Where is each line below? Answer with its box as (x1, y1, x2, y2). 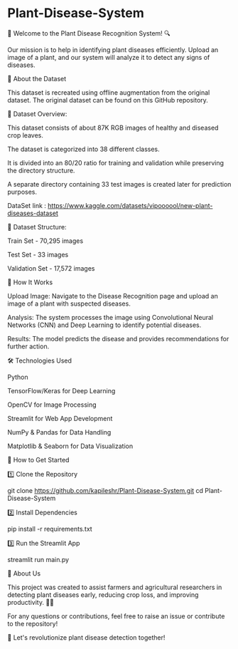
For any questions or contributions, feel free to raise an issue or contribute (7, 611, 225, 621)
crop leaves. (7, 130, 44, 140)
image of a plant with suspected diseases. (7, 299, 131, 308)
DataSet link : (7, 201, 46, 209)
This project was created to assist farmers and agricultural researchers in (7, 583, 222, 591)
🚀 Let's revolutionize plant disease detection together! (7, 633, 166, 642)
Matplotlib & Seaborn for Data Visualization (7, 442, 134, 450)
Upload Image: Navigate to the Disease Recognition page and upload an (7, 291, 218, 300)
